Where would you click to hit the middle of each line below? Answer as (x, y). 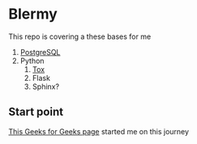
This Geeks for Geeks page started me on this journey (98, 131)
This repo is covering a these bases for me (80, 36)
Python (32, 61)
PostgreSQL (40, 52)
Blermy (33, 14)
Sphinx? (45, 87)
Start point (36, 112)
